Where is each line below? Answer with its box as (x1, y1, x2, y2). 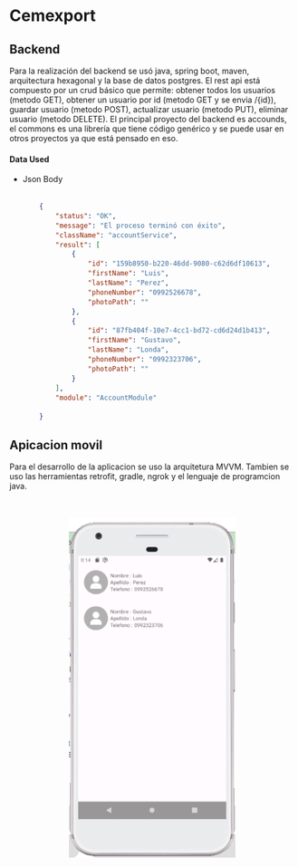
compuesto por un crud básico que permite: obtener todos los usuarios (9, 85, 276, 95)
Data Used (9, 153, 50, 164)
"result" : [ (55, 240, 101, 249)
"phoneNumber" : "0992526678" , (87, 287, 202, 297)
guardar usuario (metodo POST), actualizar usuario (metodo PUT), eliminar (9, 104, 289, 114)
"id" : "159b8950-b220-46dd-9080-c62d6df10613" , (87, 259, 271, 268)
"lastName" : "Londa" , (87, 345, 169, 354)
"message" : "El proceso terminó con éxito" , (55, 221, 226, 230)
